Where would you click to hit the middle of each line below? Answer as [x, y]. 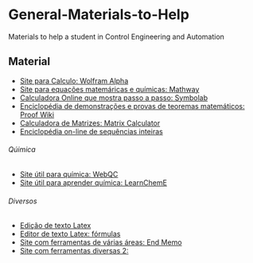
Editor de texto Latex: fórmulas [70, 234]
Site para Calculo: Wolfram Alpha [74, 80]
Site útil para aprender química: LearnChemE [93, 182]
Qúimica [22, 149]
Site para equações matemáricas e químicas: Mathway [109, 89]
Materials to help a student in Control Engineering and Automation [117, 37]
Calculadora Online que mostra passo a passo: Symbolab [114, 98]
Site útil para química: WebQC [69, 174]
